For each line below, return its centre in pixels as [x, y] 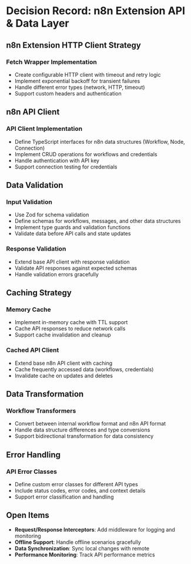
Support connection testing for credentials [66, 167]
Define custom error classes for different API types [76, 484]
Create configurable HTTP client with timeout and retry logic [88, 74]
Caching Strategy [39, 293]
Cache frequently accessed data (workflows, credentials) [84, 369]
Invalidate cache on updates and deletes [64, 375]
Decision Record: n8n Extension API [96, 11]
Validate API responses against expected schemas [76, 268]
